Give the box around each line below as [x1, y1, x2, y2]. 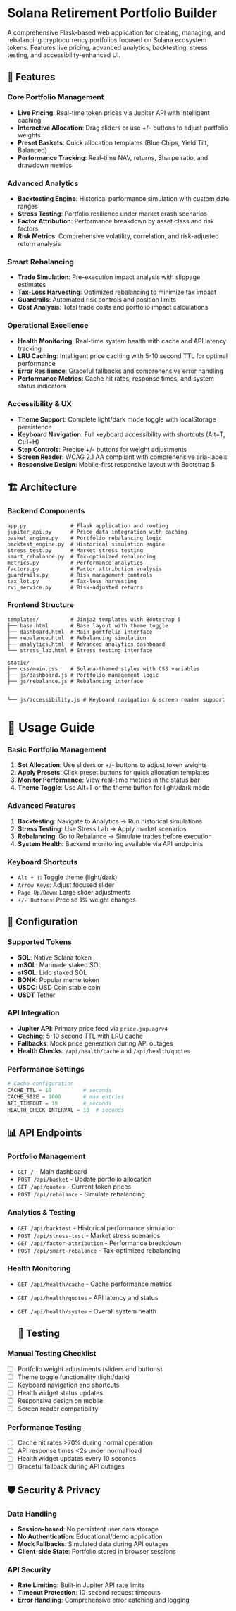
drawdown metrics [17, 161, 73, 169]
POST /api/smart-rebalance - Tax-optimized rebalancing [17, 1246, 181, 1254]
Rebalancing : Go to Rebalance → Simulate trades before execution [17, 832, 213, 840]
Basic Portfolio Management [7, 745, 107, 754]
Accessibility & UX [7, 399, 73, 409]
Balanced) [17, 146, 48, 154]
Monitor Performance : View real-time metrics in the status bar [17, 776, 200, 784]
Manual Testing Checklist [7, 1349, 97, 1359]
